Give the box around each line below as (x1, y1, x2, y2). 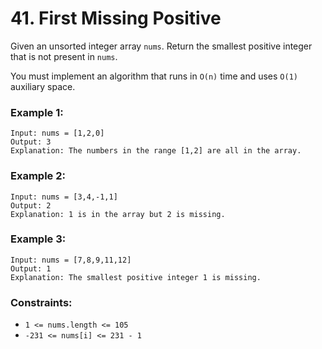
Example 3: (10, 232, 67, 246)
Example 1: (10, 105, 64, 119)
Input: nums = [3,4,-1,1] (10, 192, 118, 202)
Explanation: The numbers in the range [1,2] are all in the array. (10, 146, 302, 156)
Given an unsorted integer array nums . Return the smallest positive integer (10, 40, 313, 52)
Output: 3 (10, 137, 52, 147)
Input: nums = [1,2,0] (10, 128, 105, 139)
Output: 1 (10, 263, 52, 274)
